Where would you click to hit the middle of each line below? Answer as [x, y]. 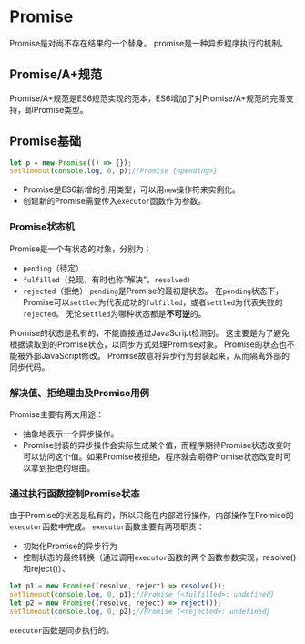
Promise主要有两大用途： [57, 414]
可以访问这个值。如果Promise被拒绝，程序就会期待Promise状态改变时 [153, 456]
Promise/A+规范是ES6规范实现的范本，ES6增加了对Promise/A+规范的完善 [148, 98]
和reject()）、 [46, 569]
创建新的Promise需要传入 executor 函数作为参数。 [114, 201]
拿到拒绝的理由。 [63, 467]
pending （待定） [53, 268]
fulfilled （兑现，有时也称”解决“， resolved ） [109, 279]
